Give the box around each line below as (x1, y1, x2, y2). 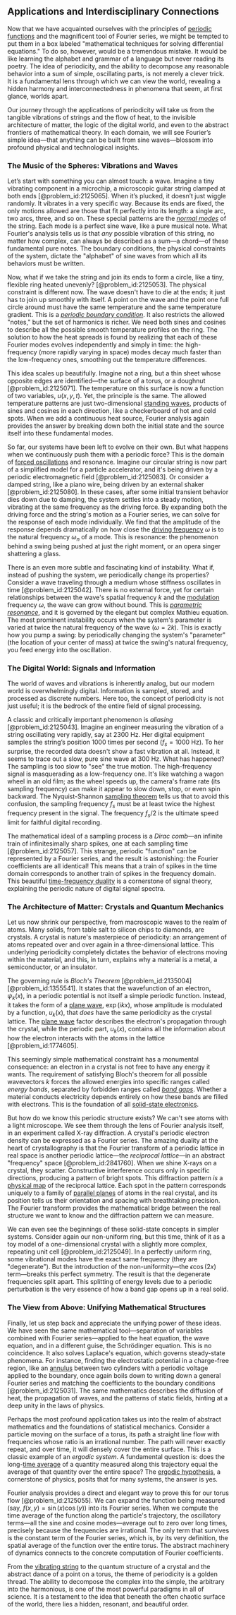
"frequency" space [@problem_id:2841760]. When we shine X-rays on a (7, 1159, 217, 1167)
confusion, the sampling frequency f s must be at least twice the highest (7, 800, 215, 810)
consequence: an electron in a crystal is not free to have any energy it (7, 1062, 211, 1071)
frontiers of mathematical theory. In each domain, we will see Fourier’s (7, 128, 211, 136)
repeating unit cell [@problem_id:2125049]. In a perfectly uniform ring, (7, 1247, 212, 1256)
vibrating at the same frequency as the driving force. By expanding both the (7, 503, 228, 511)
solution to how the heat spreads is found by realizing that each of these (7, 333, 218, 342)
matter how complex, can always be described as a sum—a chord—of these (7, 236, 229, 246)
